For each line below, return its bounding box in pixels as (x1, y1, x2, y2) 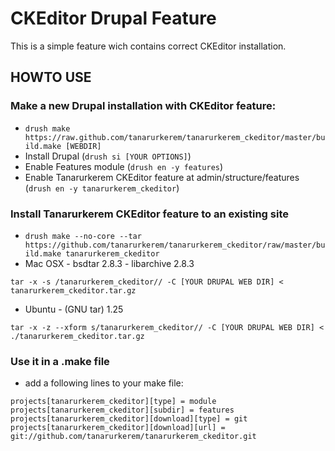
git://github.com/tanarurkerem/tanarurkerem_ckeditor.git (10, 432, 257, 442)
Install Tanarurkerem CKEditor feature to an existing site (10, 207, 289, 221)
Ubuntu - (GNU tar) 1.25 (24, 303, 124, 315)
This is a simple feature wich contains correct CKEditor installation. (10, 40, 287, 52)
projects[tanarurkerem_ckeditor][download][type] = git (10, 414, 248, 424)
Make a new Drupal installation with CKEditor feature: (10, 99, 277, 113)
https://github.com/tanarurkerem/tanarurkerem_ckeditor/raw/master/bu (24, 240, 326, 250)
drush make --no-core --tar (24, 231, 142, 241)
